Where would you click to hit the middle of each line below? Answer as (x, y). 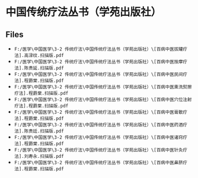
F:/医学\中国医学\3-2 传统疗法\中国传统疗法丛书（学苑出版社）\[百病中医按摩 (98, 62)
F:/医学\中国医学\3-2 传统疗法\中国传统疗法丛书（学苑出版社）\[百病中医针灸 (98, 150)
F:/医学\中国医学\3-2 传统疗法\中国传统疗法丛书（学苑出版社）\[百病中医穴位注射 (103, 100)
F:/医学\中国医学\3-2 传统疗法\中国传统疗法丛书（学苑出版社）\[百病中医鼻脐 (98, 163)
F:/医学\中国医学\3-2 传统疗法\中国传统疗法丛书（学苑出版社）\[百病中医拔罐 (98, 49)
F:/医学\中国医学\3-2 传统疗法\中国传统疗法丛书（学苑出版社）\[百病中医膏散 (98, 112)
